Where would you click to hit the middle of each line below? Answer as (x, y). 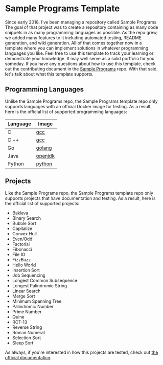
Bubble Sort (24, 223)
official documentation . (28, 357)
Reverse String (27, 327)
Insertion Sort (26, 270)
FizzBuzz (21, 259)
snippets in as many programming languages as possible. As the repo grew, (81, 32)
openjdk (45, 156)
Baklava (20, 213)
